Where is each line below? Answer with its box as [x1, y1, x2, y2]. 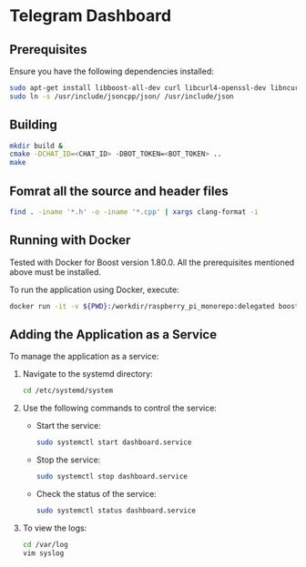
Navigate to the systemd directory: [22, 369, 153, 380]
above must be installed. [9, 266, 102, 278]
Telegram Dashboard [9, 5, 171, 26]
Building [9, 117, 57, 133]
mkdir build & [9, 141, 64, 150]
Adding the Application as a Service [9, 327, 217, 342]
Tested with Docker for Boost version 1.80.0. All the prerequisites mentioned [9, 257, 295, 268]
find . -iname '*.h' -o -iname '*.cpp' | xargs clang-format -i [9, 208, 259, 217]
